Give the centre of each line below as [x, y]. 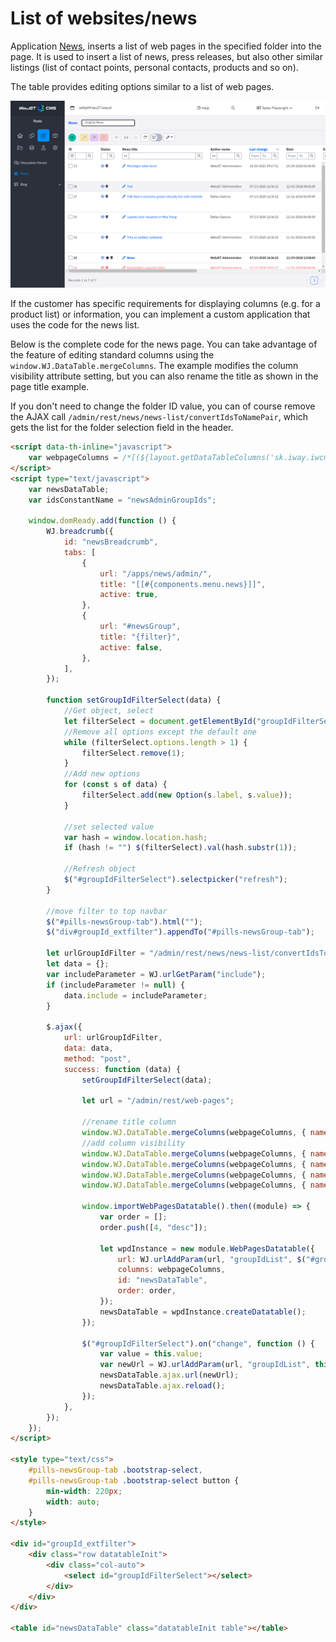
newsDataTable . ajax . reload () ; [162, 1386]
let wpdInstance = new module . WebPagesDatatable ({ [207, 1248]
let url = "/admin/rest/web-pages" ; [158, 1101]
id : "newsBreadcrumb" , [111, 542]
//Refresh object [100, 869]
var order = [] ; [133, 1217]
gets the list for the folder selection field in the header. [122, 428]
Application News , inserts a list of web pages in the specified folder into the [166, 46]
